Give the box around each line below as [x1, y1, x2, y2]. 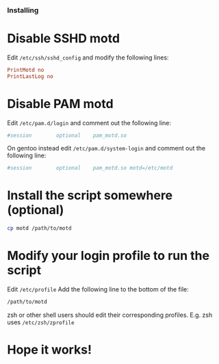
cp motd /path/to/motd [7, 225, 72, 232]
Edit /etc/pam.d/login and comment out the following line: [7, 118, 172, 127]
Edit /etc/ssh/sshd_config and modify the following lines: [7, 53, 169, 62]
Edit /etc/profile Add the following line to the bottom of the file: [7, 285, 190, 294]
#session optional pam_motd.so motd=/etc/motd [7, 165, 173, 172]
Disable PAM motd [7, 96, 114, 112]
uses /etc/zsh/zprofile [7, 317, 75, 326]
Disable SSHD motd [7, 31, 120, 47]
